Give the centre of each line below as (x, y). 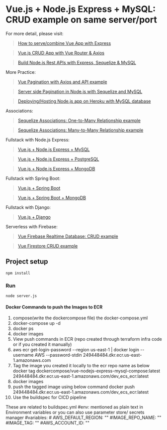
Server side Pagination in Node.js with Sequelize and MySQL (80, 91)
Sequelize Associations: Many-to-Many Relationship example (81, 130)
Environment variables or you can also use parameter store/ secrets (75, 413)
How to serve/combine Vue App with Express (64, 43)
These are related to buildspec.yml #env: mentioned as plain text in (75, 407)
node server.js (21, 296)
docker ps (23, 329)
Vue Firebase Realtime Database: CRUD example (68, 236)
